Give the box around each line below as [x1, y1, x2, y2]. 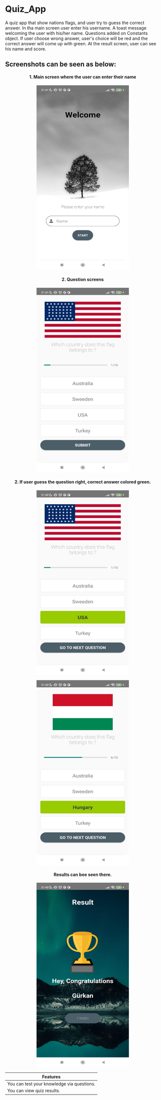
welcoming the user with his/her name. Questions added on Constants [5, 30, 148, 36]
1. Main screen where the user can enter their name [29, 74, 136, 80]
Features [41, 1073, 61, 1079]
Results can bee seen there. [53, 872, 112, 877]
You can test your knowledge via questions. [7, 1081, 96, 1087]
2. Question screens [61, 277, 104, 283]
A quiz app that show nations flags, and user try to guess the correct [5, 20, 145, 26]
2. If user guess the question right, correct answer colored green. [14, 479, 151, 485]
